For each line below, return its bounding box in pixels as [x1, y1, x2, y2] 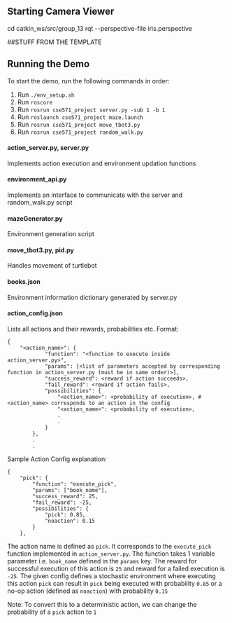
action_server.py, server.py [7, 144, 89, 152]
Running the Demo [7, 58, 90, 70]
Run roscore [17, 97, 53, 106]
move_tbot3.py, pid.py [7, 245, 75, 254]
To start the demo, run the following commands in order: [7, 76, 170, 85]
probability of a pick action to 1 [7, 608, 97, 616]
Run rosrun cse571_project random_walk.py [17, 128, 144, 136]
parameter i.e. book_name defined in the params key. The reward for [7, 556, 197, 565]
